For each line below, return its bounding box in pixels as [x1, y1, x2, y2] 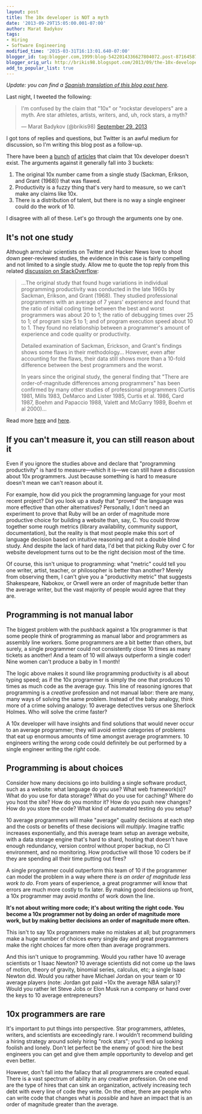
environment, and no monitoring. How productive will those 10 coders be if [6, 848, 191, 856]
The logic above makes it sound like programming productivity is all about [6, 670, 189, 677]
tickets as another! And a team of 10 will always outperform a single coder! [6, 651, 191, 659]
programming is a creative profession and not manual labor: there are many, [6, 689, 194, 696]
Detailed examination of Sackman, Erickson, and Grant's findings [20, 342, 182, 350]
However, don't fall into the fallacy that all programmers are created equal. [6, 1069, 191, 1076]
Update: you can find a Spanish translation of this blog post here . [6, 82, 169, 89]
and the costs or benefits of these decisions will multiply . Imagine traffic [6, 822, 185, 830]
